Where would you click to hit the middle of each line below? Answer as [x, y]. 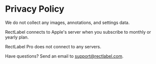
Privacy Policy [35, 9]
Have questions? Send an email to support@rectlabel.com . [64, 56]
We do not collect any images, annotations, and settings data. [67, 22]
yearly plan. [17, 37]
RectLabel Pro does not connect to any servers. [53, 46]
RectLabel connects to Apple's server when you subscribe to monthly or [78, 32]
